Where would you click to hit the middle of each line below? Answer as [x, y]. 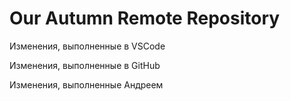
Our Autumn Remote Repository [145, 18]
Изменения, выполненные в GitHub [85, 65]
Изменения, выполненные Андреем [86, 84]
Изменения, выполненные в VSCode [87, 46]
